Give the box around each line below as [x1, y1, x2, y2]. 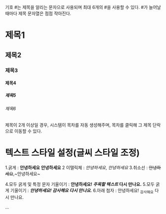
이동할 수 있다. [14, 128, 42, 134]
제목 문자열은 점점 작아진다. [18, 10, 71, 16]
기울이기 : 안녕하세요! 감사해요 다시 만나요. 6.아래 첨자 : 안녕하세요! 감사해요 [10, 187, 154, 194]
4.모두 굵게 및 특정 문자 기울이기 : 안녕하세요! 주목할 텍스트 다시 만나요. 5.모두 [5, 181, 155, 187]
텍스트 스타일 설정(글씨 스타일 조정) [5, 147, 140, 158]
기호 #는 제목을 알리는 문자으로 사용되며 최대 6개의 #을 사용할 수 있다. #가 [5, 4, 148, 10]
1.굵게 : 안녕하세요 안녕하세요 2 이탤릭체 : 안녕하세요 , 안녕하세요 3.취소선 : [5, 165, 148, 171]
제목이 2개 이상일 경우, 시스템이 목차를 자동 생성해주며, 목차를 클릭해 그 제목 [5, 122, 152, 128]
